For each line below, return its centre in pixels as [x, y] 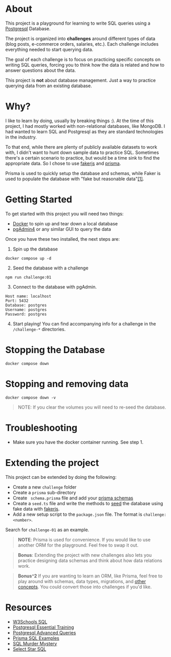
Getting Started [39, 199]
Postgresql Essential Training [43, 627]
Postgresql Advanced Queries [44, 632]
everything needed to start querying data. [49, 49]
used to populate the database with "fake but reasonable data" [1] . [75, 179]
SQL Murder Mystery [35, 643]
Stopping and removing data [67, 384]
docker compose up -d [28, 258]
